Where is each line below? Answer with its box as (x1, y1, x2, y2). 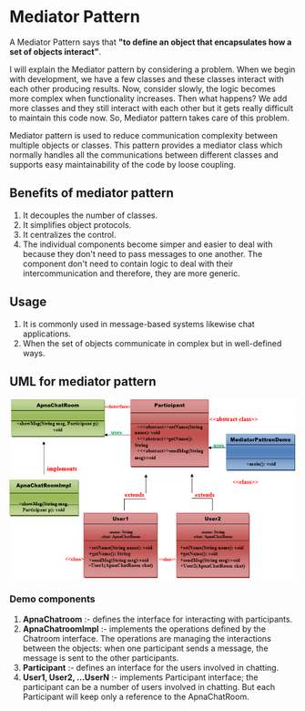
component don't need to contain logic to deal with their (22, 258, 234, 269)
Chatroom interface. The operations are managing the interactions (22, 633, 271, 644)
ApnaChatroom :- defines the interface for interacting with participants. (22, 613, 293, 624)
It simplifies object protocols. (22, 219, 132, 230)
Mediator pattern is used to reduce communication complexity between (9, 129, 279, 140)
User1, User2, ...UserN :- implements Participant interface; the (22, 672, 259, 683)
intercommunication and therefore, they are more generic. (22, 267, 241, 279)
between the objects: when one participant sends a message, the (22, 643, 269, 654)
